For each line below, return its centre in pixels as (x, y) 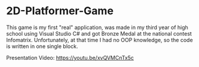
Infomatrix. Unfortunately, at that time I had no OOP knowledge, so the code (99, 40)
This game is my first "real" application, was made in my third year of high (97, 27)
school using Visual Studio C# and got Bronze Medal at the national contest (99, 33)
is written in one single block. (42, 46)
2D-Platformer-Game (60, 11)
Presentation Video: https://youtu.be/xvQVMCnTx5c (70, 58)
